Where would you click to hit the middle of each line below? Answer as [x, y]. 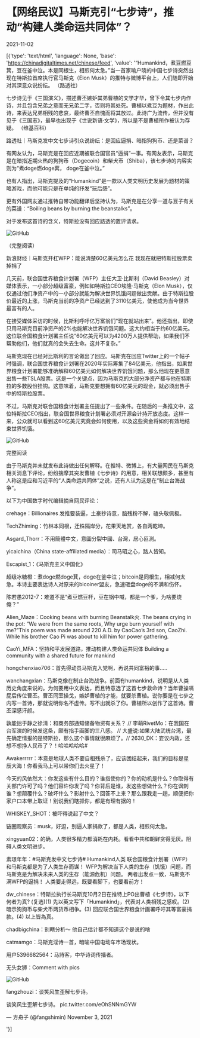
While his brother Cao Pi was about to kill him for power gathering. [87, 636]
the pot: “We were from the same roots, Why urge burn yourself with [90, 624]
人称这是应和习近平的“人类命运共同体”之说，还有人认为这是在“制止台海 [93, 480]
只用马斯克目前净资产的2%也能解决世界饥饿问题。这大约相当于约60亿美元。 [100, 328]
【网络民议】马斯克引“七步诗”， [85, 12]
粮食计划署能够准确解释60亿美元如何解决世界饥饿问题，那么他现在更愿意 [101, 371]
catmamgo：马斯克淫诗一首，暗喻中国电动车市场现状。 [74, 942]
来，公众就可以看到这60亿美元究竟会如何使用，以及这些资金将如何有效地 [96, 421]
